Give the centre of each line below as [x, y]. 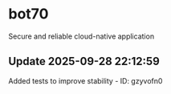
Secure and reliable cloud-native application [81, 36]
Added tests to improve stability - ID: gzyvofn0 [85, 80]
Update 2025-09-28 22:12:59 [84, 61]
